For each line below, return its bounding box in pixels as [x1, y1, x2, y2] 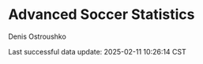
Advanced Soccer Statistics [8, 6, 195, 24]
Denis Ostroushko [8, 32, 67, 41]
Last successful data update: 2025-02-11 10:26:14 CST [8, 47, 187, 56]
